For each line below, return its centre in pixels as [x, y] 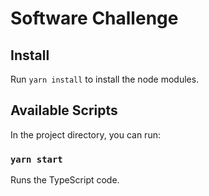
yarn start [36, 159]
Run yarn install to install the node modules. [105, 79]
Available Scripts [64, 110]
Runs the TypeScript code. [65, 180]
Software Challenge [94, 18]
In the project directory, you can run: [85, 134]
